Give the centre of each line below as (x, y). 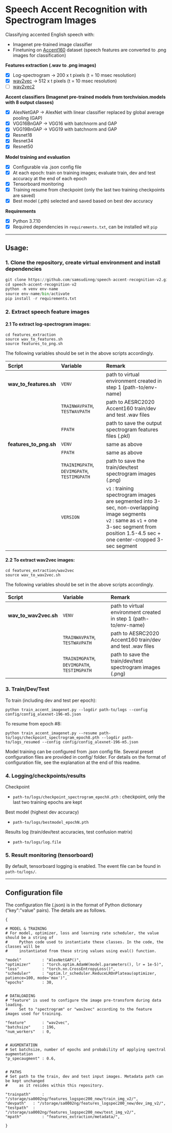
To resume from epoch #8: (34, 723)
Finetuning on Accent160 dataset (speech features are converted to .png (89, 50)
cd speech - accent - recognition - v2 (41, 284)
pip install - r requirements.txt (41, 299)
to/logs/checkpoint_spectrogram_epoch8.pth (52, 737)
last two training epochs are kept (47, 802)
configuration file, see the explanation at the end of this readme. (73, 762)
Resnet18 (22, 135)
